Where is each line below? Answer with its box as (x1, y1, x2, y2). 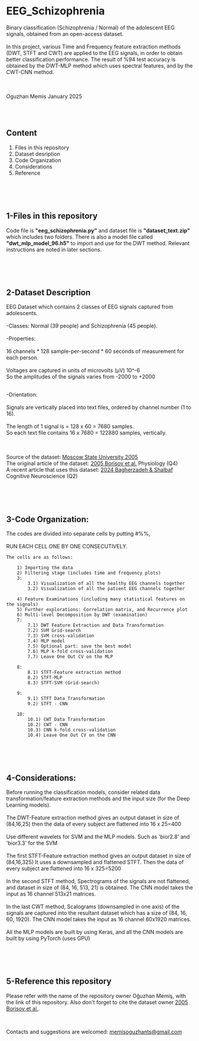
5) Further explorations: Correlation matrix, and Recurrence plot (17, 607, 188, 613)
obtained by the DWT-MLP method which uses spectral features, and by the (6, 62, 193, 69)
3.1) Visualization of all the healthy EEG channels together (27, 581, 185, 587)
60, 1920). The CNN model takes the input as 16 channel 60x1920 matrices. (6, 916, 192, 923)
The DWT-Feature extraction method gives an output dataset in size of (6, 814, 180, 821)
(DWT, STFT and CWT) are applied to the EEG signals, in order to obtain (6, 49, 183, 56)
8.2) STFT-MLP (27, 674, 63, 681)
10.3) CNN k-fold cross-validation (27, 727, 116, 733)
